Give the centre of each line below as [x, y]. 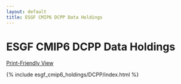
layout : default [26, 12]
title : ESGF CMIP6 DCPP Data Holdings [54, 17]
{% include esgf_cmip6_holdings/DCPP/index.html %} [73, 74]
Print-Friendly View [30, 63]
